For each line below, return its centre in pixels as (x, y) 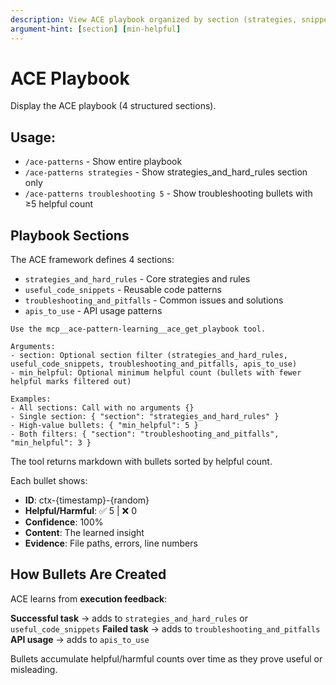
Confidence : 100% (64, 522)
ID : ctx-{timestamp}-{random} (87, 500)
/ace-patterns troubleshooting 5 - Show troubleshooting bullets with (168, 193)
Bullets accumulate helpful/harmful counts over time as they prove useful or (166, 658)
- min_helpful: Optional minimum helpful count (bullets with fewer (156, 373)
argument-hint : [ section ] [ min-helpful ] (96, 29)
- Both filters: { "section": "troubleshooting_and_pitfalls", (145, 434)
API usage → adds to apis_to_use (80, 639)
